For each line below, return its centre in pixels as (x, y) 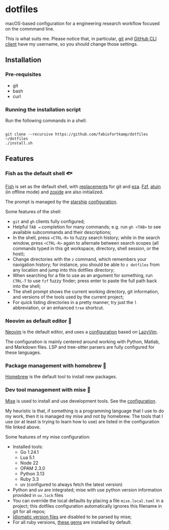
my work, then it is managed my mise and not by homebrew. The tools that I (84, 416)
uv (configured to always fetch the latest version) (71, 484)
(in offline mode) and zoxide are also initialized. (54, 192)
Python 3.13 (32, 474)
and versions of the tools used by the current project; (68, 297)
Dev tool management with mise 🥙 (48, 390)
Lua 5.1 (27, 457)
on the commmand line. (30, 28)
